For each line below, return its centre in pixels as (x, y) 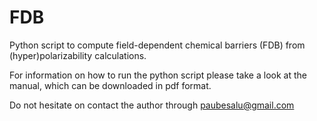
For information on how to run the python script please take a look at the (158, 75)
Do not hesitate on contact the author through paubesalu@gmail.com (152, 105)
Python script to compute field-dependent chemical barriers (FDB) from (157, 45)
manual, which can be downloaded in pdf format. (110, 85)
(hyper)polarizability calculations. (78, 55)
